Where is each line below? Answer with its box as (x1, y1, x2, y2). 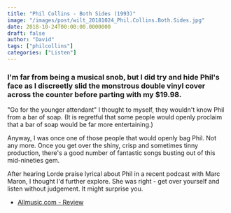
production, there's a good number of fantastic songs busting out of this (7, 149, 216, 157)
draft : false (7, 29, 45, 37)
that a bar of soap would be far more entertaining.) (7, 120, 153, 129)
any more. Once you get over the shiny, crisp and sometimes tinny (7, 141, 198, 150)
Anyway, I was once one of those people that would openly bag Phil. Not (7, 134, 217, 142)
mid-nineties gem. (7, 156, 60, 165)
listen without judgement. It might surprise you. (7, 184, 143, 193)
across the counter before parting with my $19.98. (7, 89, 182, 99)
